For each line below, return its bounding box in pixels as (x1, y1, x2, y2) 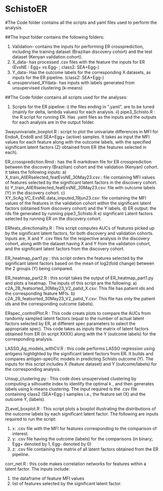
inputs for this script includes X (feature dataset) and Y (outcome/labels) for (5, 361, 157, 367)
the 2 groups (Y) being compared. (5, 265, 73, 271)
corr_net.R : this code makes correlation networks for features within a (5, 461, 146, 467)
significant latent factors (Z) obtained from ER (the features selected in (5, 144, 147, 150)
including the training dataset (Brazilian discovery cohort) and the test (12, 49, 152, 55)
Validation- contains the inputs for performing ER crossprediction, (12, 43, 144, 49)
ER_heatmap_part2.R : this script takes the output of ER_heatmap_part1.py (5, 275, 154, 281)
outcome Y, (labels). (5, 396, 45, 402)
